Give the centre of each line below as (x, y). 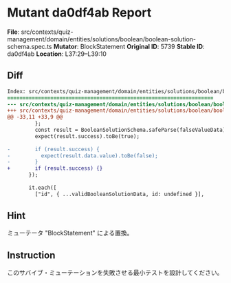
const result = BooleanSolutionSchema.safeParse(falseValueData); (132, 130)
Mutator (65, 46)
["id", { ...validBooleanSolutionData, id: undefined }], (120, 194)
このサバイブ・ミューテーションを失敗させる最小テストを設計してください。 (115, 273)
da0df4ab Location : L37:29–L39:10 (57, 54)
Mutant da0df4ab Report (79, 13)
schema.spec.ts (30, 46)
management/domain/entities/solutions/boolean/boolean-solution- (102, 39)
